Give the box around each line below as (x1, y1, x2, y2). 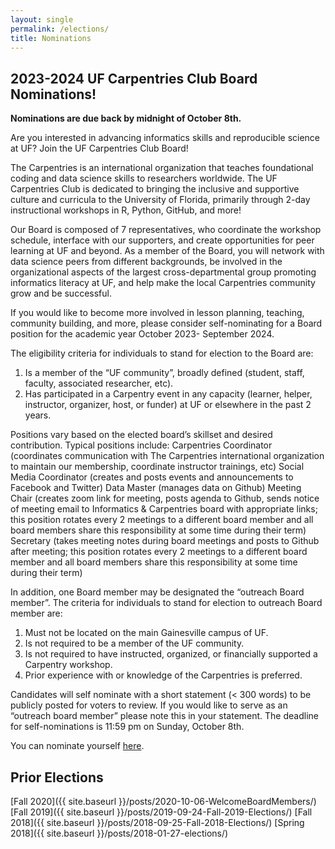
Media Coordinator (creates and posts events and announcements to (10, 471, 294, 483)
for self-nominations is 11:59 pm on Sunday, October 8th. (10, 721, 245, 733)
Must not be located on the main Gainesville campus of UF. (24, 627, 269, 639)
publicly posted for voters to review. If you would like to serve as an (10, 699, 288, 711)
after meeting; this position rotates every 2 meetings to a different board (10, 546, 308, 558)
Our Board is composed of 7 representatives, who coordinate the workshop (10, 224, 322, 236)
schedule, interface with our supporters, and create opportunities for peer (10, 234, 315, 246)
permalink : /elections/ (10, 24, 110, 34)
